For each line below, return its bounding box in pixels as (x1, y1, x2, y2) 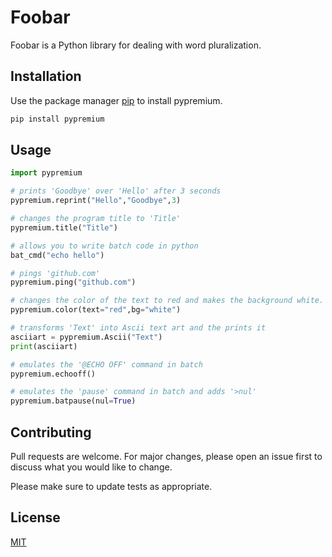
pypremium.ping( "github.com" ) (10, 277, 137, 288)
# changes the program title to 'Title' (10, 214, 182, 224)
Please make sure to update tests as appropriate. (10, 481, 213, 492)
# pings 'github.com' (10, 268, 101, 278)
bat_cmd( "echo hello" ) (10, 250, 105, 260)
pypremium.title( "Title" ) (10, 222, 118, 233)
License (10, 509, 61, 526)
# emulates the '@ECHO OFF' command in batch (10, 359, 203, 370)
